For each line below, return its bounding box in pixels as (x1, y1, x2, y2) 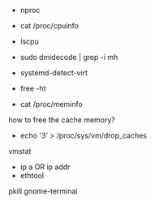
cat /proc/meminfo (19, 100, 83, 108)
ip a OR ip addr (19, 162, 71, 172)
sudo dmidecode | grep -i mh (19, 53, 118, 62)
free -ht (19, 83, 46, 93)
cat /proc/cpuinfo (19, 21, 80, 30)
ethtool (19, 171, 45, 180)
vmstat (8, 147, 32, 155)
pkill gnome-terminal (8, 186, 78, 196)
